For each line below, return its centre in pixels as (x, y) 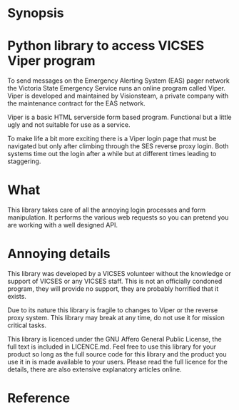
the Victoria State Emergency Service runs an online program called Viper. (117, 88)
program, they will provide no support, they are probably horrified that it (113, 289)
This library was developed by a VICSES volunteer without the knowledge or (119, 273)
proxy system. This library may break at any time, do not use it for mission (116, 318)
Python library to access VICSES (106, 46)
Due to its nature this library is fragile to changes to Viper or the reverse (113, 310)
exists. (17, 296)
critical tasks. (27, 325)
